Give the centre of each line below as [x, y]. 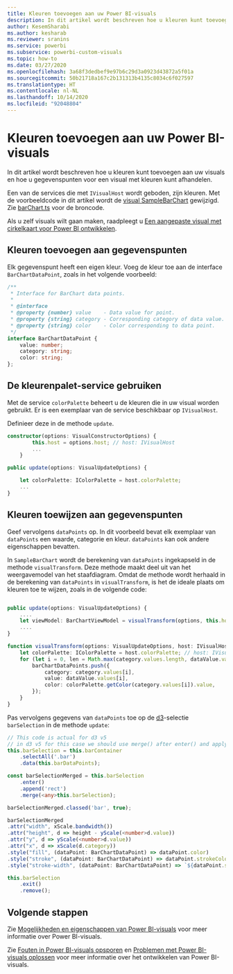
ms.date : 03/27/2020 [37, 65]
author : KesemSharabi [38, 26]
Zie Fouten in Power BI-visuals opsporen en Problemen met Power [102, 950]
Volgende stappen [48, 912]
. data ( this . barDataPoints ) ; [60, 763]
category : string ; [46, 351]
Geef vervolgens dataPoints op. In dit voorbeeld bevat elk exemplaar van [112, 532]
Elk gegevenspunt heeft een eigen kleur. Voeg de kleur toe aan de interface [115, 267]
